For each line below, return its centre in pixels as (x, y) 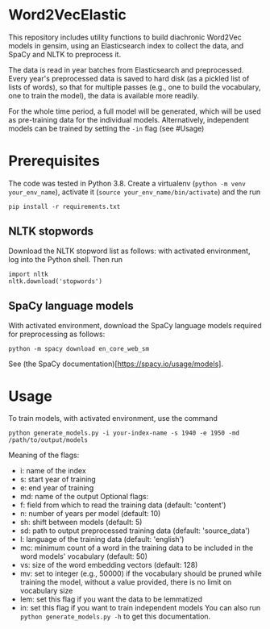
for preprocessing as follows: (57, 334)
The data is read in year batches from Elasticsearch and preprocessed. (126, 69)
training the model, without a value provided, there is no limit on (126, 582)
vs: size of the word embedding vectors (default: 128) (109, 565)
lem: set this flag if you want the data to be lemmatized (111, 599)
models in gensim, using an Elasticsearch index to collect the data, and (126, 45)
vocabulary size (46, 591)
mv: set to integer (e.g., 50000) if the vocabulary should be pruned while (141, 573)
